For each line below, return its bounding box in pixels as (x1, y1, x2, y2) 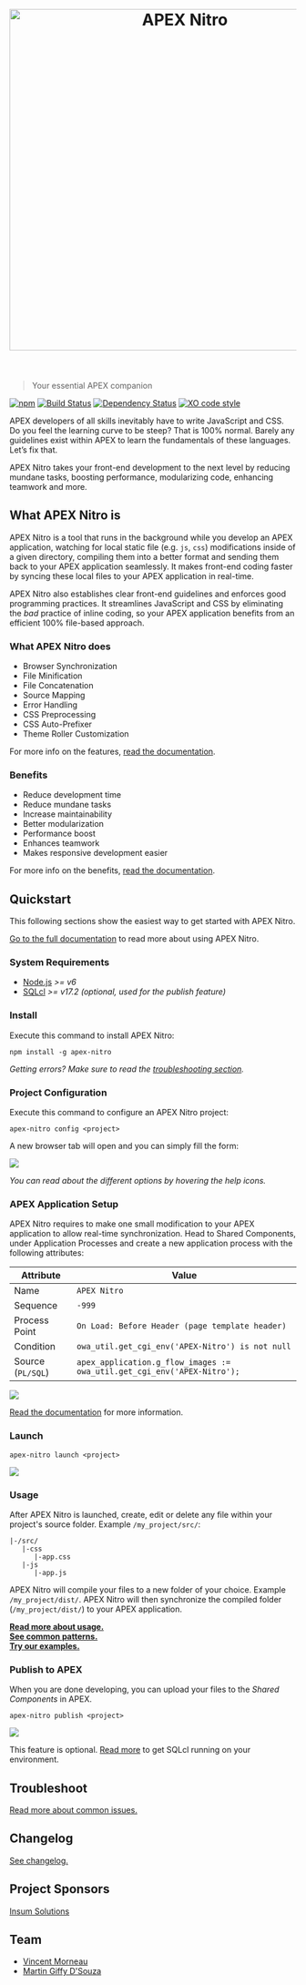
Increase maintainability (22, 809, 112, 819)
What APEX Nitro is (9, 508, 121, 524)
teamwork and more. (9, 481, 88, 492)
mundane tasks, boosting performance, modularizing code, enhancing (9, 472, 274, 483)
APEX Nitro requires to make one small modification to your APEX (9, 1218, 255, 1229)
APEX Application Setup (9, 1197, 119, 1210)
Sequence (14, 1299, 58, 1312)
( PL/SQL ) (14, 1367, 50, 1379)
